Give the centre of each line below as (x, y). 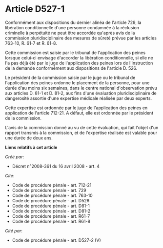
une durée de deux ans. (29, 138)
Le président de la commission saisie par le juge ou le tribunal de (70, 77)
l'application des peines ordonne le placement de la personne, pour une (77, 83)
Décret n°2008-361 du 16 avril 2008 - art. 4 (56, 166)
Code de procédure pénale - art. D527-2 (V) (56, 240)
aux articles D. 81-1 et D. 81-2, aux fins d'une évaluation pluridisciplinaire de (81, 93)
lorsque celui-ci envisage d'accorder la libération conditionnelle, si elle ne (79, 57)
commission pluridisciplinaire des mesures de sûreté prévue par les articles (81, 38)
